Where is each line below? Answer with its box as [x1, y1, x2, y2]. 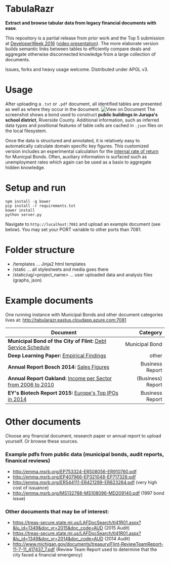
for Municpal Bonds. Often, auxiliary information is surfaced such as [5, 153, 147, 159]
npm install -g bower [5, 198, 51, 204]
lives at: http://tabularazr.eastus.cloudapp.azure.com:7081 [5, 317, 126, 323]
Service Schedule [8, 344, 50, 351]
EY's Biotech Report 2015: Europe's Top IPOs [8, 389, 119, 396]
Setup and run [5, 182, 66, 194]
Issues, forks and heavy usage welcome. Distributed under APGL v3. [5, 66, 149, 72]
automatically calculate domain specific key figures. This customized [5, 143, 149, 149]
